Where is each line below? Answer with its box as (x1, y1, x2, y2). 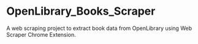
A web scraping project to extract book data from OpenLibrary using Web (6, 24, 192, 32)
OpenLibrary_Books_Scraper (6, 4, 156, 18)
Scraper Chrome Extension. (6, 31, 77, 38)
